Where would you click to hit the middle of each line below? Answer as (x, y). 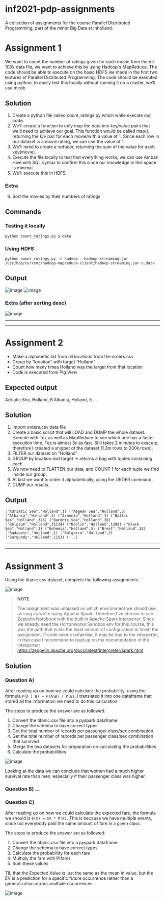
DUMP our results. (31, 485)
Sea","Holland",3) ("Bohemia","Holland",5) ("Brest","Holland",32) (76, 529)
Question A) (20, 680)
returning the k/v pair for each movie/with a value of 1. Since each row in (86, 136)
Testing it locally (25, 226)
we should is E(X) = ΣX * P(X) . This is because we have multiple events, (79, 818)
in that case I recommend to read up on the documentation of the (83, 640)
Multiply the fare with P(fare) (41, 858)
